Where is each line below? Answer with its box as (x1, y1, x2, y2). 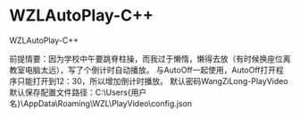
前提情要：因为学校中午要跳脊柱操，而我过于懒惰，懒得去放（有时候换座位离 (9, 53, 291, 63)
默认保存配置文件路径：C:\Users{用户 (9, 87, 147, 97)
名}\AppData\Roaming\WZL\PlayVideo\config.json (9, 97, 193, 108)
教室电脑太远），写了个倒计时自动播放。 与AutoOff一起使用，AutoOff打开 (9, 64, 277, 75)
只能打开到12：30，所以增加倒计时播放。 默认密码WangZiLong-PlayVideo (16, 75, 288, 86)
